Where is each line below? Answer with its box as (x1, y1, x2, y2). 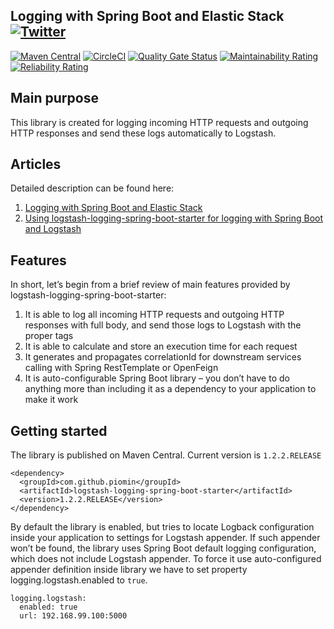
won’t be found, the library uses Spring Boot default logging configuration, (10, 542, 317, 554)
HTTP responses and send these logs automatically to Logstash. (10, 127, 277, 139)
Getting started (10, 422, 108, 439)
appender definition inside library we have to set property (10, 564, 248, 576)
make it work (24, 394, 79, 406)
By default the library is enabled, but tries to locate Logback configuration (10, 521, 315, 533)
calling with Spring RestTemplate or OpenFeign (24, 362, 219, 374)
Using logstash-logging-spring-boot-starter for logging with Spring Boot (24, 212, 324, 224)
